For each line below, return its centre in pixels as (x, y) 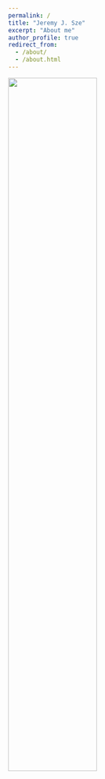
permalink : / (29, 15)
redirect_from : (33, 45)
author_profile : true (43, 38)
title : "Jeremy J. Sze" (47, 23)
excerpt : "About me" (42, 30)
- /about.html (38, 60)
